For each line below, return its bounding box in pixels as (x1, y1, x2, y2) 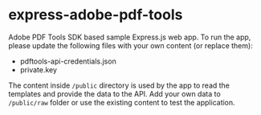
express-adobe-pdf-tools (8, 6, 183, 24)
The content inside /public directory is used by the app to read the (8, 80, 230, 90)
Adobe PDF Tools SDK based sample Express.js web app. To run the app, (8, 32, 251, 42)
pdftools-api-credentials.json (19, 56, 116, 66)
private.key (19, 64, 58, 74)
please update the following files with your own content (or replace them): (8, 40, 253, 50)
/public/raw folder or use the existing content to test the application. (8, 97, 235, 107)
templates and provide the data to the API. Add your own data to (8, 88, 221, 98)
